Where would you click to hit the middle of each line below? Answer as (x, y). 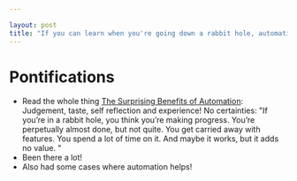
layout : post (33, 25)
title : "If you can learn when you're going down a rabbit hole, (132, 33)
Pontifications (62, 77)
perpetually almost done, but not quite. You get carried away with (141, 130)
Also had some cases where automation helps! (107, 167)
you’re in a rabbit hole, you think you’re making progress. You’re (138, 120)
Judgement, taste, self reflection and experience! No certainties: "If (145, 110)
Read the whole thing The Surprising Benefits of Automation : (133, 102)
